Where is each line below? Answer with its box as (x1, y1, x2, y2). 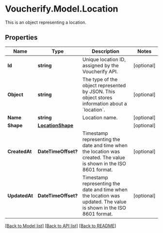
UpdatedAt (7, 192, 33, 199)
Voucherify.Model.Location (5, 3, 118, 15)
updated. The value (82, 198, 127, 205)
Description (91, 47, 120, 54)
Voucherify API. (82, 68, 118, 75)
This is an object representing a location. (5, 19, 86, 25)
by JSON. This (82, 88, 115, 95)
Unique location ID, (82, 56, 126, 62)
